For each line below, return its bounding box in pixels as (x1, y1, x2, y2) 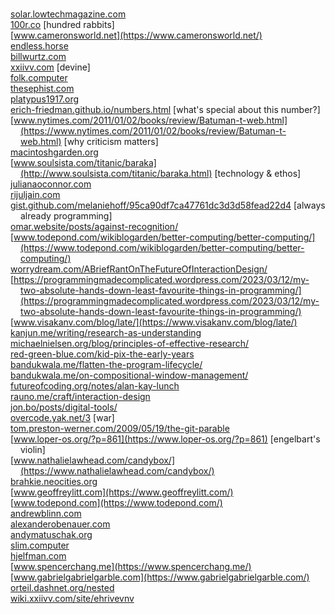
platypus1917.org (10, 93, 80, 105)
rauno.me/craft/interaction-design (10, 391, 151, 403)
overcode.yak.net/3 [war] (10, 412, 115, 424)
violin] (20, 444, 46, 456)
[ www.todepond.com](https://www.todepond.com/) (10, 497, 223, 509)
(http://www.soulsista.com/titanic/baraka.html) (20, 168, 213, 180)
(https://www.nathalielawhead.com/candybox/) (20, 465, 215, 477)
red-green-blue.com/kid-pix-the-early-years (10, 348, 195, 360)
